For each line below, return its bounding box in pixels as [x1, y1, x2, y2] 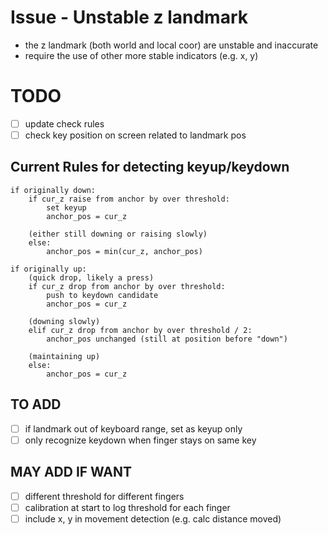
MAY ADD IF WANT [10, 464, 133, 481]
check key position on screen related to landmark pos [24, 129, 247, 141]
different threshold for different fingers [24, 490, 185, 502]
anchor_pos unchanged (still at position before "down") [46, 334, 288, 344]
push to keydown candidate [46, 290, 159, 300]
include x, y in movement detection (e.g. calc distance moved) [24, 512, 282, 525]
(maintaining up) [28, 351, 101, 361]
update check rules [24, 117, 105, 130]
